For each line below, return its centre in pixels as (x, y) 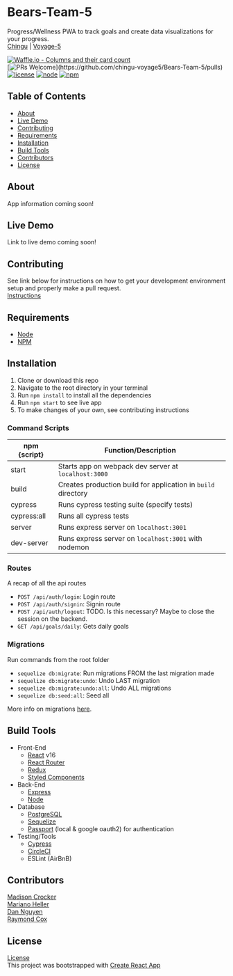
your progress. (28, 38)
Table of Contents (47, 96)
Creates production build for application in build (136, 485)
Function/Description (140, 450)
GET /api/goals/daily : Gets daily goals (73, 627)
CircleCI (39, 851)
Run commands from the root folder (58, 659)
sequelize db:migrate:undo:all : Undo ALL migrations (94, 688)
